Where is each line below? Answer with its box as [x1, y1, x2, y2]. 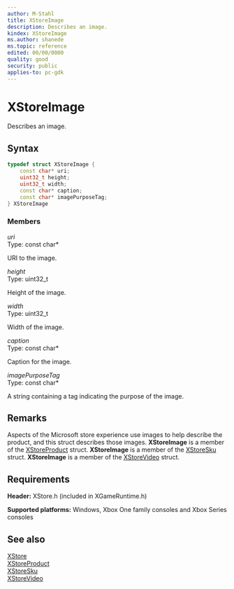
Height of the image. [7, 288, 66, 296]
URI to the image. [7, 254, 57, 262]
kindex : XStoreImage [7, 29, 68, 37]
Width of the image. [7, 323, 64, 331]
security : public [7, 62, 58, 69]
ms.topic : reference [7, 43, 68, 50]
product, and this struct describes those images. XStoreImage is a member [7, 438, 225, 447]
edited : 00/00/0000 [7, 50, 64, 57]
